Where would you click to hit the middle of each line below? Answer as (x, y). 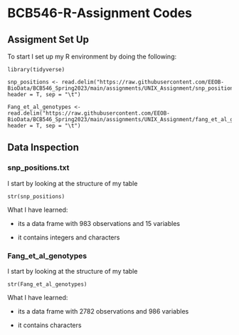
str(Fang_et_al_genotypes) (47, 284)
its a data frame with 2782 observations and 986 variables (103, 311)
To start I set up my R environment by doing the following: (92, 56)
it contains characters (49, 325)
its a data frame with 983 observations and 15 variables (99, 223)
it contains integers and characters (69, 237)
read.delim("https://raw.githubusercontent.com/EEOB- (143, 82)
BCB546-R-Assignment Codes (100, 13)
